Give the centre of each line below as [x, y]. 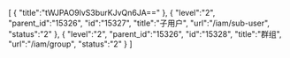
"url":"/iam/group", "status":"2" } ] [71, 44]
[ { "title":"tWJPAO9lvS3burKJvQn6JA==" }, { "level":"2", [112, 13]
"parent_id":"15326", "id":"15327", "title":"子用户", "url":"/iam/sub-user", [139, 23]
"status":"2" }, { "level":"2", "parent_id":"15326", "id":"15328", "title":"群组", [145, 34]
